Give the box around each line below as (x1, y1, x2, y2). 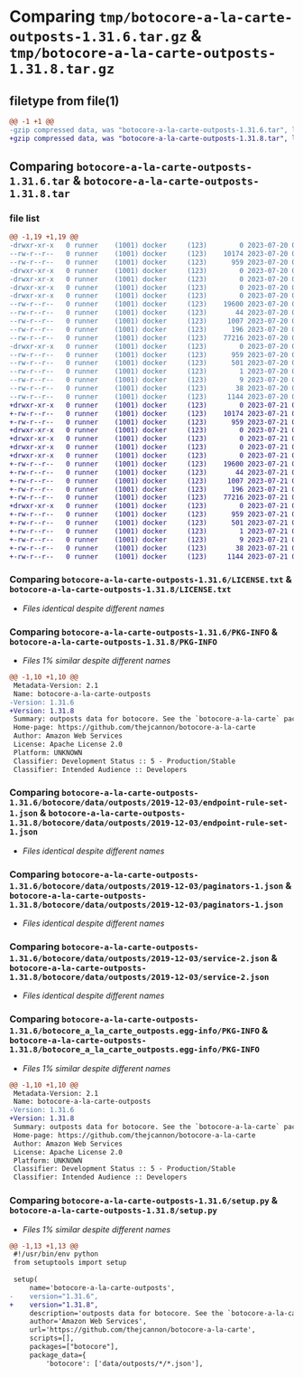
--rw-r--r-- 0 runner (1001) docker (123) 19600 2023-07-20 (9, 300, 289, 309)
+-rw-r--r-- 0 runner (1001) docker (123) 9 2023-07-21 (9, 535, 289, 544)
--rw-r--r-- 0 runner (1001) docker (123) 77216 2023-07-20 (9, 333, 289, 343)
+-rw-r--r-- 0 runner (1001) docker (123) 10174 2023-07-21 (9, 409, 289, 418)
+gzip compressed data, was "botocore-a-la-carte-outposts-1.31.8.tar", (9, 134, 289, 143)
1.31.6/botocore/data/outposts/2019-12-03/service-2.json (9, 954, 270, 964)
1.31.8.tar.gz (9, 61, 115, 78)
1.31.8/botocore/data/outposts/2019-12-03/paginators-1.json (9, 900, 284, 910)
